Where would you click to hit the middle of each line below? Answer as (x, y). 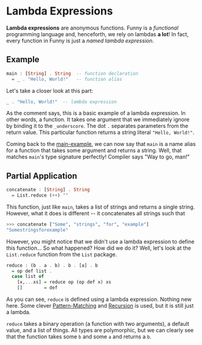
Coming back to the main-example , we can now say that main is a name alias (101, 144)
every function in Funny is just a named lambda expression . (80, 40)
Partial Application (42, 176)
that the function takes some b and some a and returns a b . (79, 337)
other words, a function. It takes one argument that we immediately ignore (98, 119)
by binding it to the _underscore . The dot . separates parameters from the (97, 126)
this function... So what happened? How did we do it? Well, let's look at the (99, 248)
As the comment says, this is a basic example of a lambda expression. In (96, 113)
